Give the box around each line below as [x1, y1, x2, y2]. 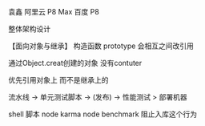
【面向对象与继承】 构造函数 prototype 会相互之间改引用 [8, 41, 195, 51]
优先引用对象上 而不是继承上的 [8, 75, 109, 84]
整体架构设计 [8, 24, 50, 34]
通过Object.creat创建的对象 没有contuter [8, 59, 143, 67]
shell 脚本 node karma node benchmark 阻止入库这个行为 [8, 109, 198, 119]
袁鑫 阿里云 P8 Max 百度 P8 [8, 7, 100, 16]
